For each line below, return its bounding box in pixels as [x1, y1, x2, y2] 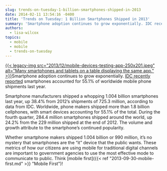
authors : [5, 26, 23, 31]
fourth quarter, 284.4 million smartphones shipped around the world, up [5, 114, 153, 120]
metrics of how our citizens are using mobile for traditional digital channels [5, 145, 158, 151]
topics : [5, 35, 21, 40]
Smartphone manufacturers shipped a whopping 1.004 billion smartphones [5, 93, 159, 99]
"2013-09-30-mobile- [109, 155, 154, 161]
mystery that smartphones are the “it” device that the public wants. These [5, 139, 157, 145]
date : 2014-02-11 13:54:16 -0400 [5, 12, 75, 17]
